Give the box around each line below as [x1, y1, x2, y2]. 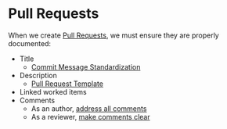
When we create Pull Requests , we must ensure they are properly [8, 30, 219, 40]
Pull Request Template [31, 79, 104, 88]
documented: [8, 38, 52, 48]
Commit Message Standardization [31, 62, 141, 71]
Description [19, 70, 57, 80]
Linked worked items [19, 87, 88, 96]
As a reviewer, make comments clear [31, 112, 150, 121]
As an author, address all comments [31, 103, 147, 113]
